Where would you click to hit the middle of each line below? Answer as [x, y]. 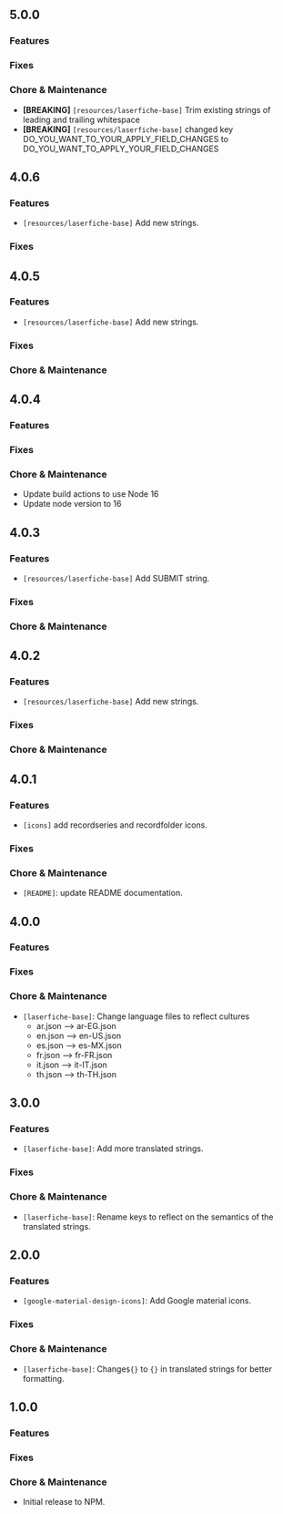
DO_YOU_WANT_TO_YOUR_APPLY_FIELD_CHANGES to [126, 139]
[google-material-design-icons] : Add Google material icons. [137, 1301]
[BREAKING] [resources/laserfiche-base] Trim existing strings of [147, 109]
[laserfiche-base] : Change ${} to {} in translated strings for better [147, 1369]
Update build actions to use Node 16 [91, 494]
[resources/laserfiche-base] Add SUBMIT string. [116, 578]
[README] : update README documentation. [103, 893]
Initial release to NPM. [64, 1502]
